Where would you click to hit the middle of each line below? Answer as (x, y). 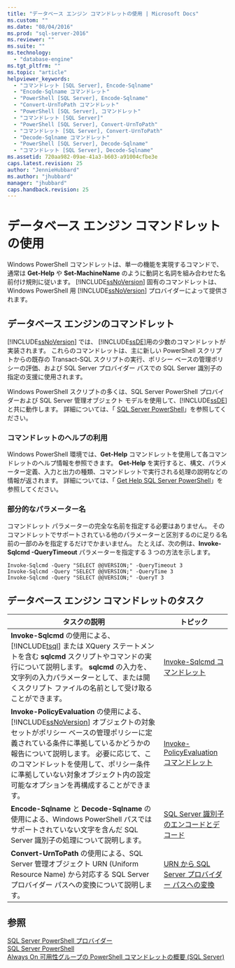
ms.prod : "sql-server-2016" (48, 33)
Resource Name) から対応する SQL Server (80, 874)
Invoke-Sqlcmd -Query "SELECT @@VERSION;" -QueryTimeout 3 (95, 565)
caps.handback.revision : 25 (48, 190)
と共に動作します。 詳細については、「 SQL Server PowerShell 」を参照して (114, 409)
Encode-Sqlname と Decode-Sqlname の (81, 809)
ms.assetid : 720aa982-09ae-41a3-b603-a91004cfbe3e (83, 157)
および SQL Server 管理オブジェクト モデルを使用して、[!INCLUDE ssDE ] (123, 400)
